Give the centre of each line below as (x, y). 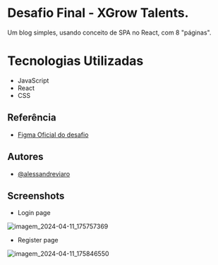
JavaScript (33, 80)
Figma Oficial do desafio (53, 135)
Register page (38, 240)
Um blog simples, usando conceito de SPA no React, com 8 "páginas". (109, 32)
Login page (34, 213)
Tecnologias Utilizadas (75, 61)
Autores (25, 157)
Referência (32, 118)
